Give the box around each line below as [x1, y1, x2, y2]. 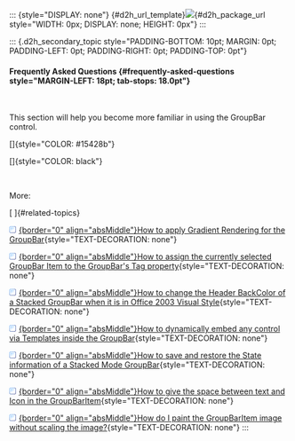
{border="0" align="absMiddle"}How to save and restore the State [19, 350, 262, 361]
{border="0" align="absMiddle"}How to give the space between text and [19, 386, 286, 397]
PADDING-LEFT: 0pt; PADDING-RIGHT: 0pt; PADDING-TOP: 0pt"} [9, 45, 247, 56]
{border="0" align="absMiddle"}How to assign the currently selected [19, 251, 273, 262]
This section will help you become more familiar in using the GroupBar [9, 112, 267, 123]
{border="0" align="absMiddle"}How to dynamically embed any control [19, 324, 281, 335]
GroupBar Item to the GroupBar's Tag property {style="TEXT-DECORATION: [9, 261, 284, 272]
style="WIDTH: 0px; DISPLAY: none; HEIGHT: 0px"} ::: [9, 19, 207, 29]
